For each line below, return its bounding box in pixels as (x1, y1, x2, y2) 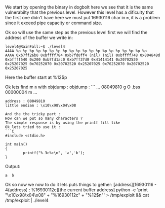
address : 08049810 (5, 99, 45, 104)
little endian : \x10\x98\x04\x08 (5, 103, 77, 108)
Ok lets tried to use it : (5, 125, 61, 130)
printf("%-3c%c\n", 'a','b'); (23, 150, 85, 155)
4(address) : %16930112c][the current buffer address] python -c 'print (5, 187, 148, 193)
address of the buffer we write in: (5, 35, 73, 40)
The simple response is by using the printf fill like (5, 120, 121, 125)
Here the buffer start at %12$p (5, 74, 68, 80)
